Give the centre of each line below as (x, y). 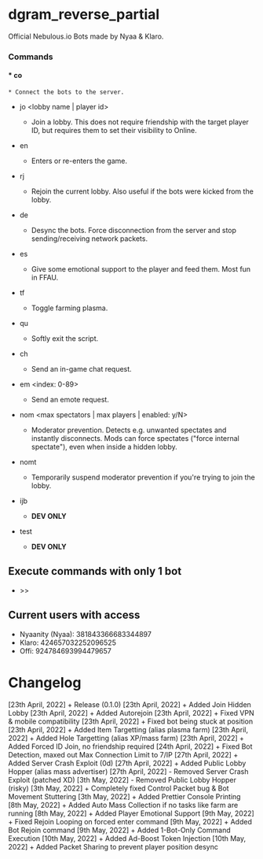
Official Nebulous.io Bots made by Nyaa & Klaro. (86, 36)
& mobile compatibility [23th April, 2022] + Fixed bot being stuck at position (131, 721)
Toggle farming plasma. (69, 308)
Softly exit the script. (65, 339)
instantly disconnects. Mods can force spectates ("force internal (135, 439)
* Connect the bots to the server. (66, 92)
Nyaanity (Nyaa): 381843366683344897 (85, 634)
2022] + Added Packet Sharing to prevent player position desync (113, 846)
